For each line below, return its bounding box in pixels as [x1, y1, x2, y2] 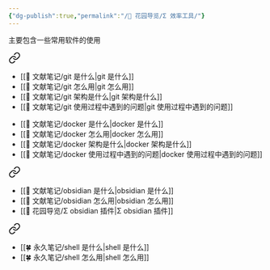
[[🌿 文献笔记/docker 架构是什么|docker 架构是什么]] [19, 139, 192, 149]
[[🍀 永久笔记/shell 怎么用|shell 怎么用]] [19, 252, 150, 262]
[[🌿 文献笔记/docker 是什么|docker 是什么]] [19, 119, 164, 129]
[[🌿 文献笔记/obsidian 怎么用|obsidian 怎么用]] [19, 196, 174, 205]
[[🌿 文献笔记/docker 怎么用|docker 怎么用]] [19, 129, 164, 138]
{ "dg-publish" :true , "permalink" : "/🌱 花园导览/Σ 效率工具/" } [8, 11, 205, 20]
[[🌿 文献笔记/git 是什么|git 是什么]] [19, 71, 135, 81]
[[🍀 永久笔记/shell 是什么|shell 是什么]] [19, 242, 150, 251]
